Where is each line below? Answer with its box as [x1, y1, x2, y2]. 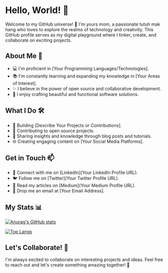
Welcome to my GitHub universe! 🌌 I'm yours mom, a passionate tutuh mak [5, 21, 160, 27]
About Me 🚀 [5, 52, 43, 60]
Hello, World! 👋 [5, 5, 69, 16]
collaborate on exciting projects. [5, 37, 72, 43]
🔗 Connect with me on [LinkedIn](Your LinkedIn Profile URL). [12, 169, 138, 175]
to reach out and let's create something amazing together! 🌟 [5, 262, 130, 268]
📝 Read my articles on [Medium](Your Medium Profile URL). [12, 183, 136, 189]
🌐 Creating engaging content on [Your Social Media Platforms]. [12, 138, 144, 144]
